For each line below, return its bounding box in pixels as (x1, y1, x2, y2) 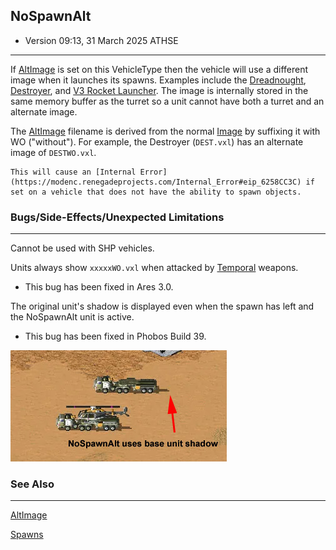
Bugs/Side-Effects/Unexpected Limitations (10, 210, 225, 224)
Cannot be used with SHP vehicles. (10, 242, 155, 254)
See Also (10, 477, 55, 491)
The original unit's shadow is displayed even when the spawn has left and (10, 300, 315, 313)
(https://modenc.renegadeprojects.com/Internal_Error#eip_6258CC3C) (10, 177, 302, 187)
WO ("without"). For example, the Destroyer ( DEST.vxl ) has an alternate (10, 135, 304, 148)
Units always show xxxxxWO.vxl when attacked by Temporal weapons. (10, 262, 299, 274)
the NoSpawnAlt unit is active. (10, 311, 135, 323)
